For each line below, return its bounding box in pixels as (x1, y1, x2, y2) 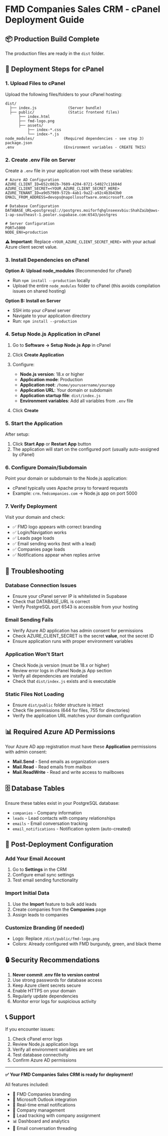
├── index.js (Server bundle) (9, 105, 101, 111)
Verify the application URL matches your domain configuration (12, 713, 141, 719)
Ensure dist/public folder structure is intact (12, 702, 103, 708)
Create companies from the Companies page (12, 906, 106, 912)
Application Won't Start (5, 651, 64, 658)
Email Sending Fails (5, 616, 53, 623)
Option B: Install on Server (5, 298, 61, 304)
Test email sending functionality (12, 877, 78, 883)
